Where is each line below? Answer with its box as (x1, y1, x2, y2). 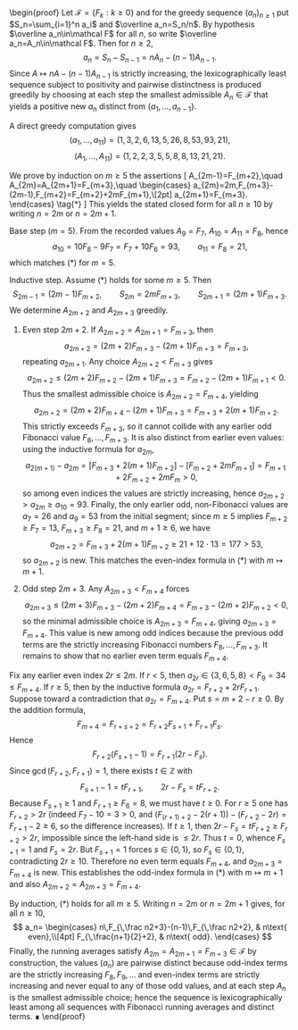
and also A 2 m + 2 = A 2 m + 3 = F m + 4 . (9, 879, 141, 892)
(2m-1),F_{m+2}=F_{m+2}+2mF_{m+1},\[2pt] (9, 188, 172, 199)
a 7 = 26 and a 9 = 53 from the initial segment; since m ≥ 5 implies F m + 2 (21, 511, 288, 523)
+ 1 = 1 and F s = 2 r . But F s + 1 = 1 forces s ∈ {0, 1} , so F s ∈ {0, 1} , (9, 843, 245, 857)
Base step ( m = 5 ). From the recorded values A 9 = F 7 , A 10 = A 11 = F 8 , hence (9, 225, 289, 239)
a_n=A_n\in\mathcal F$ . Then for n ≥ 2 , (9, 38, 153, 48)
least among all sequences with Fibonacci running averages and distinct (9, 1001, 275, 1012)
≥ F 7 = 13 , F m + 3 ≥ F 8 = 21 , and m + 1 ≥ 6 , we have (21, 522, 211, 535)
